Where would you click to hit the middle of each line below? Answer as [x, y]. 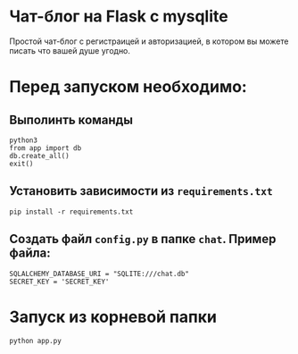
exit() [21, 164]
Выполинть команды [71, 119]
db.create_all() [39, 156]
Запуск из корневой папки [113, 317]
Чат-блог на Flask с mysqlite [119, 17]
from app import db [46, 148]
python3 [24, 140]
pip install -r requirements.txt [71, 212]
